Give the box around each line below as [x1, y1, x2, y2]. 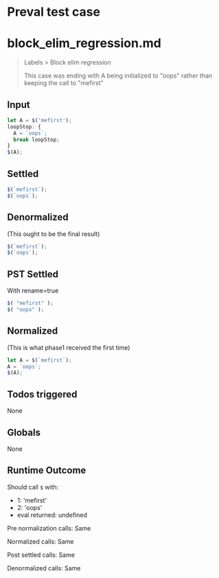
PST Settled [7, 268, 59, 280]
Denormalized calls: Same [7, 564, 81, 572]
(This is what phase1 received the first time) [7, 343, 130, 351]
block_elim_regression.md [7, 36, 161, 51]
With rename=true [7, 286, 59, 295]
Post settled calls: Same [7, 551, 76, 559]
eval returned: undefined [16, 511, 88, 519]
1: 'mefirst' [16, 496, 47, 505]
